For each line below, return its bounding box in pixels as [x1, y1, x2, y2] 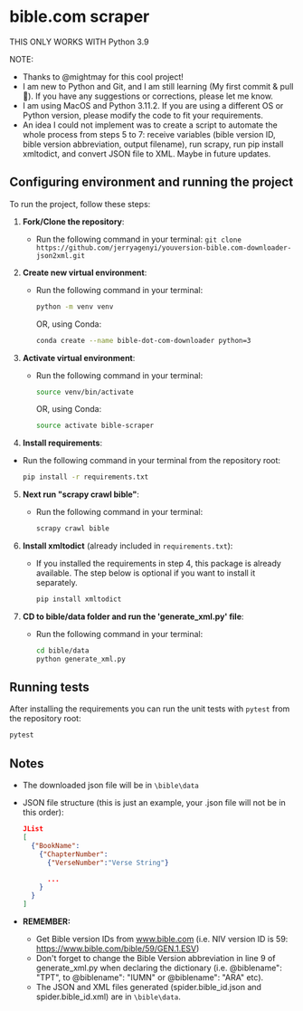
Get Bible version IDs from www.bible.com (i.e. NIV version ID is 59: [35, 934, 289, 944]
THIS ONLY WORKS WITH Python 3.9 [9, 36, 149, 47]
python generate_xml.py [35, 654, 127, 663]
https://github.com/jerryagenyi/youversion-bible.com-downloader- [35, 243, 292, 253]
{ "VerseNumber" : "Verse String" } [46, 858, 169, 867]
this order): [22, 807, 64, 818]
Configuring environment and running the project [9, 175, 294, 190]
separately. [35, 577, 79, 587]
